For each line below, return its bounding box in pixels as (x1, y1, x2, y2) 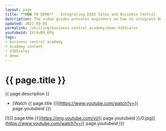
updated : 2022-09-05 (5, 21, 48, 26)
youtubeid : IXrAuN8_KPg (5, 30, 54, 35)
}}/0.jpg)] (136, 115, 155, 121)
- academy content (5, 44, 43, 49)
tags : (5, 35, 16, 40)
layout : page (5, 7, 32, 12)
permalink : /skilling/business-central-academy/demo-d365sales (5, 26, 138, 31)
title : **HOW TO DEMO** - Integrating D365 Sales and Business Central (5, 12, 156, 17)
